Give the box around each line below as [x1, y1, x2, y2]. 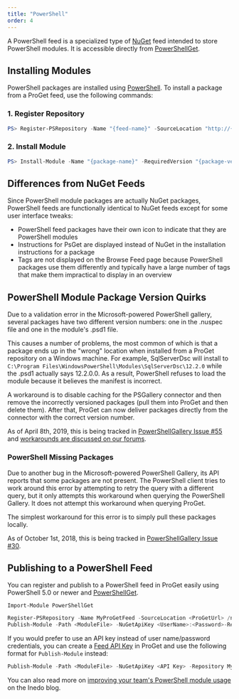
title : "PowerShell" [7, 10, 69, 18]
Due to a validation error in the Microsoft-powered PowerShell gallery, [7, 310, 212, 319]
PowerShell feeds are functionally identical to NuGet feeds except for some [7, 204, 228, 213]
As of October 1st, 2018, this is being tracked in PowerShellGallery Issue [7, 534, 218, 543]
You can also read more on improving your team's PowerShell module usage [7, 676, 231, 685]
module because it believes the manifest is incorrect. [7, 377, 162, 385]
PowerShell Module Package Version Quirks [7, 291, 207, 303]
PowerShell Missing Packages [7, 452, 114, 462]
